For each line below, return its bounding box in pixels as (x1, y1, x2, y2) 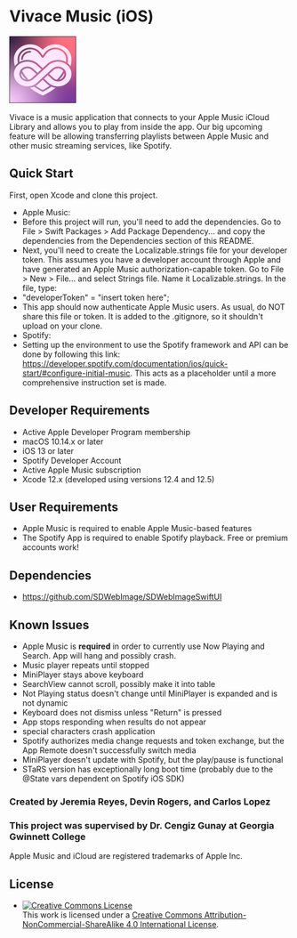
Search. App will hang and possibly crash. (21, 651, 176, 660)
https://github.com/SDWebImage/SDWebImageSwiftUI (21, 592, 222, 602)
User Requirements (9, 499, 118, 514)
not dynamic (21, 698, 68, 708)
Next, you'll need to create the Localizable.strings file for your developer (21, 245, 288, 255)
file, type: (21, 282, 58, 293)
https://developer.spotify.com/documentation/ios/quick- (21, 358, 229, 368)
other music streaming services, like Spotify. (9, 140, 172, 150)
